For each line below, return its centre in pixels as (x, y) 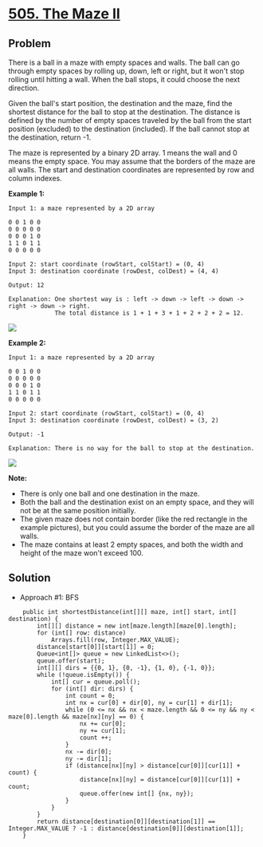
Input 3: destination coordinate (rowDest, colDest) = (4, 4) (114, 271)
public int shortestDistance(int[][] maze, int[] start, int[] (130, 612)
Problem (30, 44)
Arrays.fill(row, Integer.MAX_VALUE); (115, 639)
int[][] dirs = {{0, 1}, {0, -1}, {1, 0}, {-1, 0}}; (126, 667)
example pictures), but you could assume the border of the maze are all (137, 527)
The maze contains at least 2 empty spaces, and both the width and (131, 544)
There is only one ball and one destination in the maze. (110, 493)
